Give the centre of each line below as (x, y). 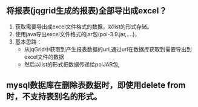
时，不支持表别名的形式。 (54, 96)
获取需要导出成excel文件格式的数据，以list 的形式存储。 (84, 27)
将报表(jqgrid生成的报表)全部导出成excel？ (87, 11)
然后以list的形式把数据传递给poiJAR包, (72, 64)
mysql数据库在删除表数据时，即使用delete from (96, 86)
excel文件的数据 (44, 57)
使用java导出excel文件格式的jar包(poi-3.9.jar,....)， (78, 34)
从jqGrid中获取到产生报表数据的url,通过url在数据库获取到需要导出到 (108, 49)
